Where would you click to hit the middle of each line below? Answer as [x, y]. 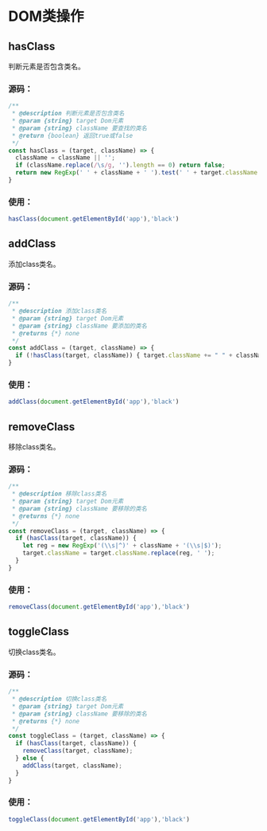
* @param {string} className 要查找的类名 [79, 128]
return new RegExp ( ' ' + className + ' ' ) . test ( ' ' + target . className [137, 173]
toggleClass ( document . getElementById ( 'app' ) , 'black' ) [99, 819]
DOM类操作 [46, 16]
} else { [30, 758]
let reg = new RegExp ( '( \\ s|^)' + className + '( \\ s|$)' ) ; [122, 546]
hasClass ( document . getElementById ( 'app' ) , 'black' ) [94, 219]
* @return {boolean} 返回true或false [72, 135]
